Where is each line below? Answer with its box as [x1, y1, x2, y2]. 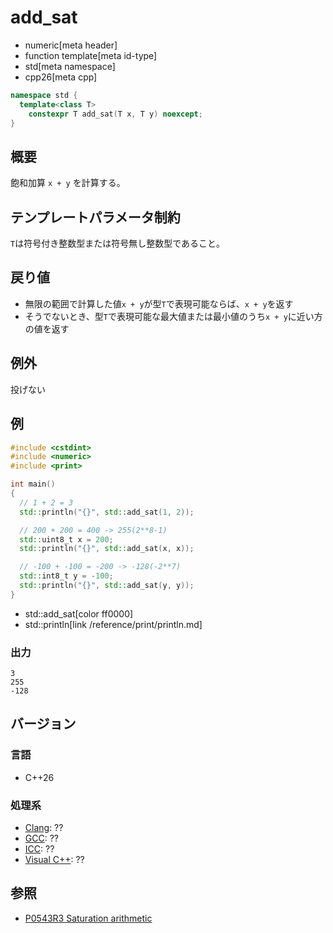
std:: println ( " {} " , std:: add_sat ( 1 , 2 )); [19, 507, 195, 517]
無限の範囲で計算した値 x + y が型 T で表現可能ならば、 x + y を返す [24, 297, 294, 310]
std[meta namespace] [24, 60, 116, 72]
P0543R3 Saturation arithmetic [24, 912, 153, 924]
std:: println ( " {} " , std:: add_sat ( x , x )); [19, 544, 195, 554]
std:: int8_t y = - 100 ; [19, 571, 114, 581]
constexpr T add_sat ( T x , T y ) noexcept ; [28, 109, 203, 119]
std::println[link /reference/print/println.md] [24, 618, 203, 630]
